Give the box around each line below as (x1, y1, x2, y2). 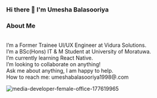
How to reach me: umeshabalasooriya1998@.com (6, 73, 129, 81)
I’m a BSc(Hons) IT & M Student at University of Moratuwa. (6, 48, 152, 55)
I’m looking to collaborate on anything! (6, 61, 101, 68)
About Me (6, 21, 36, 29)
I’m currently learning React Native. (6, 54, 93, 62)
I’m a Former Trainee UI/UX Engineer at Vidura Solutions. (6, 41, 147, 49)
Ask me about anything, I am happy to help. (6, 67, 114, 75)
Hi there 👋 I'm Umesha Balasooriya (6, 5, 109, 14)
